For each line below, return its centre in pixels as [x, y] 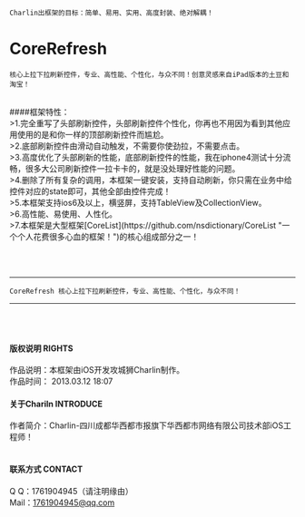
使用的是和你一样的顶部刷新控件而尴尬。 [93, 134]
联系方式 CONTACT [46, 469]
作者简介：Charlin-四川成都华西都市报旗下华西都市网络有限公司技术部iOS [147, 425]
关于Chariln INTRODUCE [56, 404]
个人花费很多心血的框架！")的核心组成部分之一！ [108, 236]
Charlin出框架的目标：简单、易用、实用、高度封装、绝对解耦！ [112, 13]
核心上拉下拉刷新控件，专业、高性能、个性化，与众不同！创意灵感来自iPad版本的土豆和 [149, 74]
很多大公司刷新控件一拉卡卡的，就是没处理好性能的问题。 [133, 168]
